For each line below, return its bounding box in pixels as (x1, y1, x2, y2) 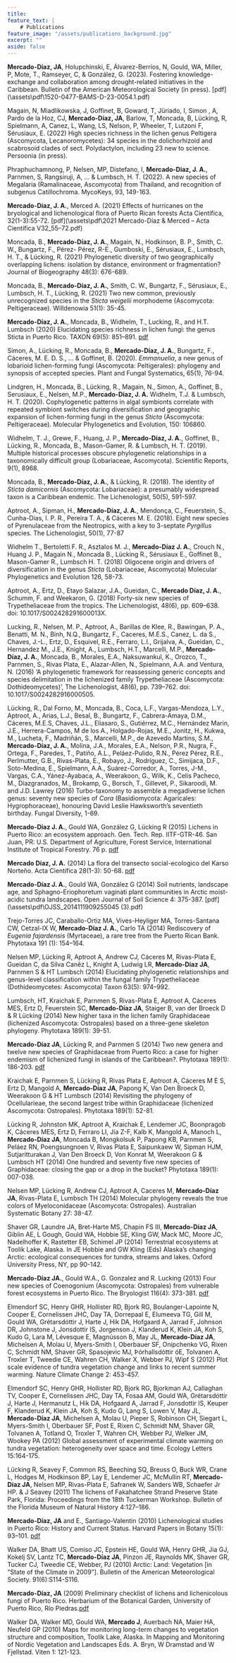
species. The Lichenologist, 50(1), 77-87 (7, 529, 125, 537)
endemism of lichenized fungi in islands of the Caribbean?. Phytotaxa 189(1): (7, 1055, 230, 1063)
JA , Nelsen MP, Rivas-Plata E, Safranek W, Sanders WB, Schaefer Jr (22, 1481, 221, 1488)
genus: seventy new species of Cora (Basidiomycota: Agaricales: (7, 794, 197, 803)
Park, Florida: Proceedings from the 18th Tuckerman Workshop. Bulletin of (7, 1495, 223, 1503)
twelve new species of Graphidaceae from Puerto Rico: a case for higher (7, 1048, 218, 1056)
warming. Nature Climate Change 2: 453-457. (7, 1370, 139, 1379)
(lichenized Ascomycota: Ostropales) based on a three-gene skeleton (7, 1019, 209, 1027)
